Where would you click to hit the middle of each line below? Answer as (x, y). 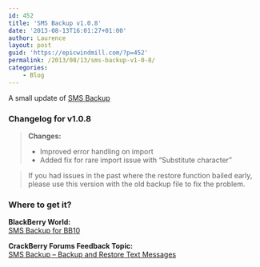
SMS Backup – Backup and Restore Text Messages (92, 255)
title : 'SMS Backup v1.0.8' (55, 23)
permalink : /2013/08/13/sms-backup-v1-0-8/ (82, 61)
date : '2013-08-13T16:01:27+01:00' (68, 30)
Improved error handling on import (96, 151)
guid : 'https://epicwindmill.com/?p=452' (78, 53)
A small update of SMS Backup (59, 98)
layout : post (30, 46)
